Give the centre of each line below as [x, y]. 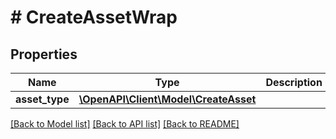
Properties [44, 54]
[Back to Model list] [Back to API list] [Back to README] [125, 124]
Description [294, 82]
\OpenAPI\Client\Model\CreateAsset [167, 99]
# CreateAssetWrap [94, 17]
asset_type [42, 99]
